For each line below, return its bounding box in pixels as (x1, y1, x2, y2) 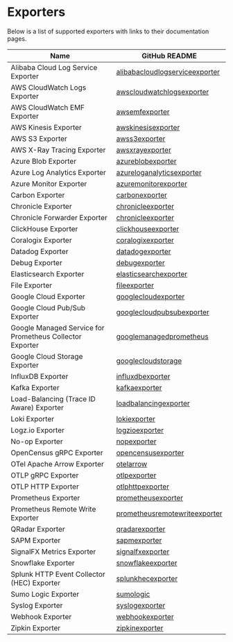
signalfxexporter (116, 546, 170, 556)
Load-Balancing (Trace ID (10, 394, 96, 403)
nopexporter (116, 437, 157, 446)
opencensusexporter (116, 448, 184, 457)
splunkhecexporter (116, 573, 178, 583)
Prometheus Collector (10, 331, 82, 341)
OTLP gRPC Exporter (10, 470, 79, 480)
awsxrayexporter (116, 145, 171, 155)
